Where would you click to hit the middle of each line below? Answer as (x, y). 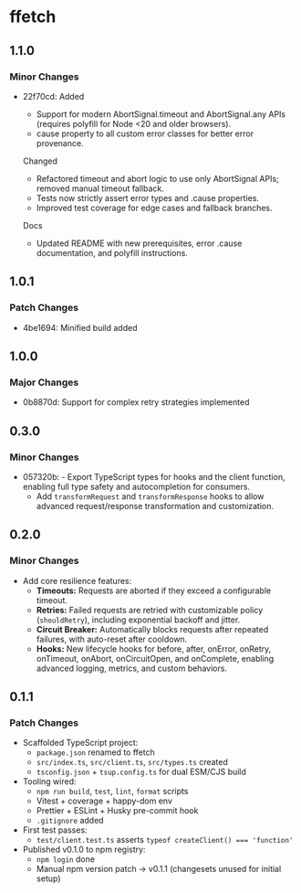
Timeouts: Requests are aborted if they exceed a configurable (154, 590)
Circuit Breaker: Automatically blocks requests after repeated (152, 629)
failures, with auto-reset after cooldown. (112, 639)
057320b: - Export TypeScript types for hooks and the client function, (154, 476)
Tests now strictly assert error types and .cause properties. (148, 197)
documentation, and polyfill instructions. (112, 252)
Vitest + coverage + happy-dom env (104, 801)
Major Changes (44, 382)
